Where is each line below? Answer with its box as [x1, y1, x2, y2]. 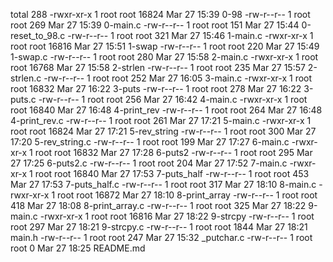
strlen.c [10, 72, 42, 84]
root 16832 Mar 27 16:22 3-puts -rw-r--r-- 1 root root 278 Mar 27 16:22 [10, 83, 302, 94]
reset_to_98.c [10, 30, 66, 41]
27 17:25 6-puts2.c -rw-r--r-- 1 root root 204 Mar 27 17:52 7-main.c [10, 157, 288, 169]
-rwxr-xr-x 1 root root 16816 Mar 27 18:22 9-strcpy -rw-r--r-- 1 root [39, 210, 315, 222]
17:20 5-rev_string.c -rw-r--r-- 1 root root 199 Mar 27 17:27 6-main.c [10, 136, 290, 148]
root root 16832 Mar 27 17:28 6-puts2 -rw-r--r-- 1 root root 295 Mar [34, 147, 313, 158]
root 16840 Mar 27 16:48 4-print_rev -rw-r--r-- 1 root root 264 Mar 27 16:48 [10, 104, 323, 116]
